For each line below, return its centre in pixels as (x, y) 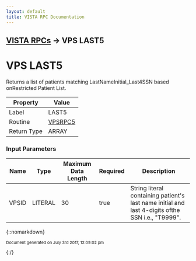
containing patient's (157, 196)
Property (26, 102)
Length (77, 179)
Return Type (26, 131)
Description (159, 171)
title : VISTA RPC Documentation (45, 17)
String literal (147, 189)
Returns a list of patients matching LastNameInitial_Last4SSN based (87, 82)
